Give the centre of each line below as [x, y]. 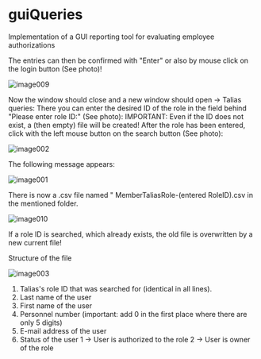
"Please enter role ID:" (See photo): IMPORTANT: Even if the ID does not [126, 116]
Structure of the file [40, 258]
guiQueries [46, 15]
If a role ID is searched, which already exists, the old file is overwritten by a [130, 234]
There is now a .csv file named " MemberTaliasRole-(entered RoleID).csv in [131, 195]
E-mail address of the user [63, 330]
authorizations [32, 44]
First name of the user [56, 305]
